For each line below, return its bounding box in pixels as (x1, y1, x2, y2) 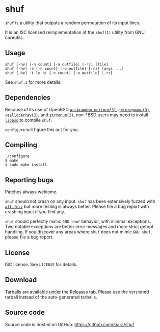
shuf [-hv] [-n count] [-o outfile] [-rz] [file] (5, 62, 109, 67)
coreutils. (5, 34, 24, 40)
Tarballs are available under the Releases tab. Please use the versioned (5, 289, 149, 295)
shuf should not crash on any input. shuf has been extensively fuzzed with (5, 199, 156, 204)
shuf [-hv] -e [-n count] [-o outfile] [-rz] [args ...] (5, 66, 124, 71)
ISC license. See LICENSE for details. (5, 262, 78, 267)
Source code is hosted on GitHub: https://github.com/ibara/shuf (5, 321, 134, 327)
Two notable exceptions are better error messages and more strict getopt (5, 224, 154, 230)
